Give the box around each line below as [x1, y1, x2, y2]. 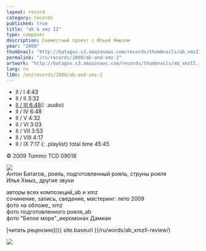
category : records [6, 15, 53, 21]
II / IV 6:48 [15, 108, 42, 115]
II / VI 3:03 [15, 121, 42, 129]
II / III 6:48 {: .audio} [15, 102, 64, 109]
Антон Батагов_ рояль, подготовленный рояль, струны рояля [6, 170, 167, 178]
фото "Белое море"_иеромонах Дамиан [6, 215, 112, 222]
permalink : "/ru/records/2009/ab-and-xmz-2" [6, 54, 122, 61]
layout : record [6, 9, 45, 15]
